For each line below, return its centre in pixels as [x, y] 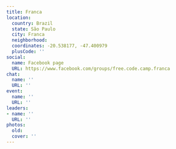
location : [19, 18]
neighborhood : [30, 40]
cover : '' [24, 137]
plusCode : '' [28, 52]
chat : [13, 74]
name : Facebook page [38, 63]
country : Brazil [32, 23]
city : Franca [28, 35]
